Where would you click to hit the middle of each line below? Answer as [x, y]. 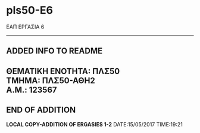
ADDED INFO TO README [54, 51]
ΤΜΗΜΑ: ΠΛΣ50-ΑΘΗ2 [51, 80]
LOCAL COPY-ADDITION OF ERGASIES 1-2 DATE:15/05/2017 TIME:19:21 [94, 124]
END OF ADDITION [41, 110]
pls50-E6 [30, 10]
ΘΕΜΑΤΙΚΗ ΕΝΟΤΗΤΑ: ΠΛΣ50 [63, 71]
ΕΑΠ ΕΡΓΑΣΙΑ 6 [25, 27]
